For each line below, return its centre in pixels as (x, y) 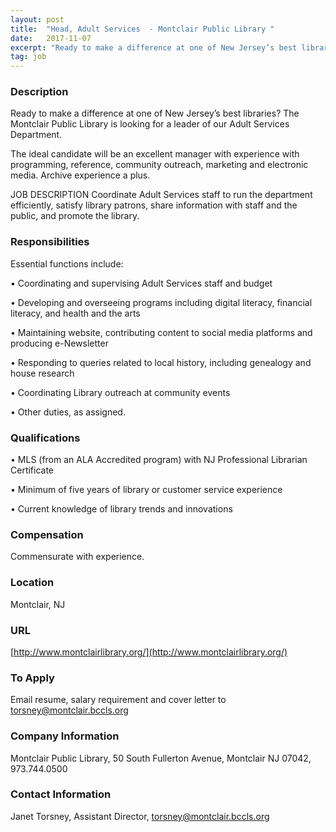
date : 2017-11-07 (51, 38)
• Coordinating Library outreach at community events (120, 392)
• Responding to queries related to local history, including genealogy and (161, 362)
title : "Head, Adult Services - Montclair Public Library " (142, 29)
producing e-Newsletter (59, 343)
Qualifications (45, 438)
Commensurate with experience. (77, 557)
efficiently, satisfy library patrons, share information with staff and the (154, 205)
